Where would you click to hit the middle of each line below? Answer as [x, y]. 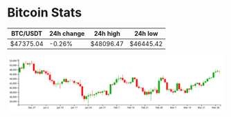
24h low [146, 34]
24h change [67, 34]
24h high [107, 34]
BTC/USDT [27, 34]
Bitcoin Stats [45, 13]
